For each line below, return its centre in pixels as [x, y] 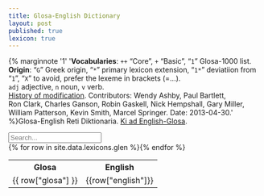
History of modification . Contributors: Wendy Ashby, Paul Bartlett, [118, 96]
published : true [35, 31]
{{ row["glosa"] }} [45, 181]
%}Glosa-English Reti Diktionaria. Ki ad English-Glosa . [98, 121]
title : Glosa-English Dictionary [64, 16]
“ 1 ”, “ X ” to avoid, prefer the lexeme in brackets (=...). [95, 78]
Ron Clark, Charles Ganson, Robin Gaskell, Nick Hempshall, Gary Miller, [126, 104]
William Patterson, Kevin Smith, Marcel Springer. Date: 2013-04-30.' [121, 113]
